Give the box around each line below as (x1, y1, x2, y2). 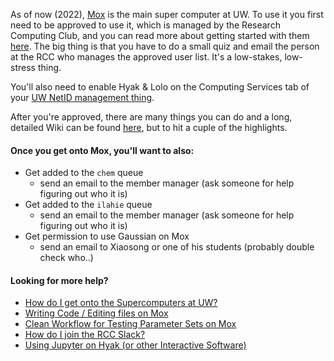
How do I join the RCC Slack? (24, 329, 146, 341)
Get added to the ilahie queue (24, 199, 153, 211)
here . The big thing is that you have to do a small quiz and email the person (10, 40, 320, 52)
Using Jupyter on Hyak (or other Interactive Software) (24, 339, 247, 351)
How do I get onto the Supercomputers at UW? (24, 297, 218, 309)
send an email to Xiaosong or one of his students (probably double (39, 241, 315, 253)
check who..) (39, 252, 94, 264)
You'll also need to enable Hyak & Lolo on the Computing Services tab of (10, 81, 310, 93)
